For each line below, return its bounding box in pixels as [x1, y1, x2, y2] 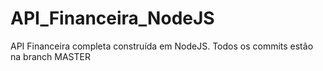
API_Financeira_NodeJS [10, 7, 215, 30]
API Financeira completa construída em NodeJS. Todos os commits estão [10, 40, 314, 52]
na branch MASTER [10, 50, 91, 62]
